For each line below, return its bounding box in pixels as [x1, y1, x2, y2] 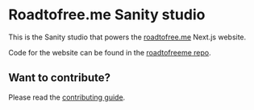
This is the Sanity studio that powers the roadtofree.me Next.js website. [8, 32, 247, 42]
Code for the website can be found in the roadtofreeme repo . [8, 47, 211, 57]
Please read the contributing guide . [8, 92, 126, 102]
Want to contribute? [8, 71, 111, 85]
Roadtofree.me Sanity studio [8, 6, 206, 24]
